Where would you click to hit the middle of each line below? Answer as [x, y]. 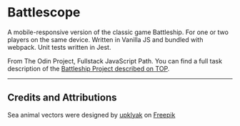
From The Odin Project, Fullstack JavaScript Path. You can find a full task [115, 61]
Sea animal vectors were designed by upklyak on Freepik [91, 115]
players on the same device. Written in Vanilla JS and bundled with [105, 39]
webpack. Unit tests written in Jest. [59, 47]
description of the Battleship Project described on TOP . [89, 68]
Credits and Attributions [62, 98]
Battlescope [44, 12]
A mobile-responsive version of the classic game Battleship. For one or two [118, 32]
